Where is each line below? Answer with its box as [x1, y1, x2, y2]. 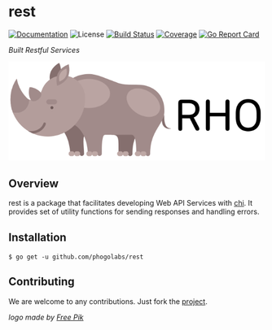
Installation [8, 230, 67, 244]
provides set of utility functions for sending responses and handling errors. [8, 206, 260, 217]
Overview [8, 176, 59, 190]
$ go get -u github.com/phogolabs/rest [8, 253, 144, 262]
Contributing [8, 275, 75, 289]
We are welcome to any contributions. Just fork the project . [8, 296, 208, 306]
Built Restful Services [8, 45, 80, 54]
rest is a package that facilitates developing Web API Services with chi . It [8, 198, 253, 208]
